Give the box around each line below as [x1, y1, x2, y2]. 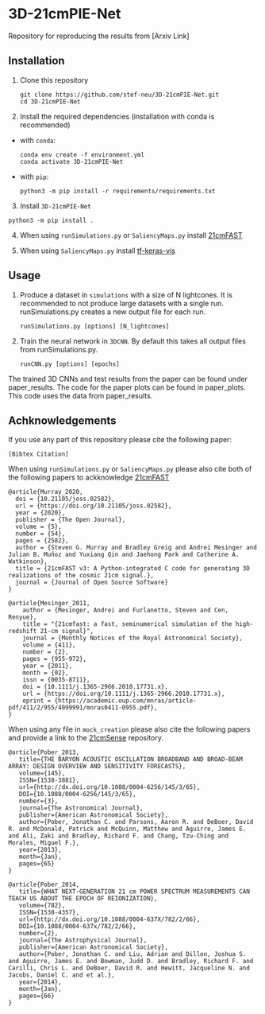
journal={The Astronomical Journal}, [18, 804, 144, 812]
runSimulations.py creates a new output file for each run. [19, 307, 206, 317]
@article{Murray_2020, [8, 488, 83, 496]
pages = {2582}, [15, 537, 69, 545]
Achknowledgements [8, 414, 117, 427]
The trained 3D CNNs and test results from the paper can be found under [8, 374, 248, 383]
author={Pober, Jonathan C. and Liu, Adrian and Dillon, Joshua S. [18, 950, 247, 958]
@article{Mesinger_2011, [8, 600, 90, 608]
